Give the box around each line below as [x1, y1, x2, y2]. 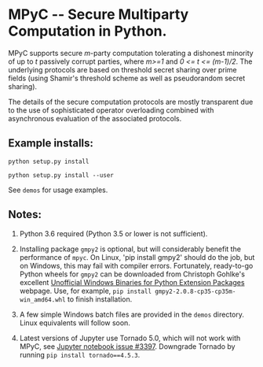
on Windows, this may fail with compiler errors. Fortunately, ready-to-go [19, 261, 254, 270]
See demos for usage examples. [8, 185, 108, 195]
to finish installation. [67, 294, 133, 304]
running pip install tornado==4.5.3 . [19, 350, 141, 359]
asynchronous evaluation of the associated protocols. [8, 113, 182, 123]
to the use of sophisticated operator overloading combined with [8, 105, 214, 115]
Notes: [8, 208, 42, 221]
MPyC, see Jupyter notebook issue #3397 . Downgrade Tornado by [19, 341, 236, 351]
